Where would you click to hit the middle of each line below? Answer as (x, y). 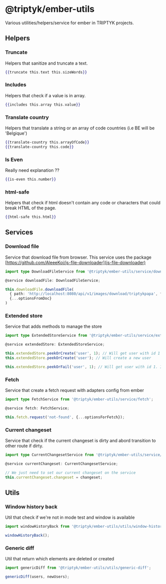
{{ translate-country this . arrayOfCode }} (47, 142)
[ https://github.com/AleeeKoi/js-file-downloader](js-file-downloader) (75, 262)
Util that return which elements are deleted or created (60, 559)
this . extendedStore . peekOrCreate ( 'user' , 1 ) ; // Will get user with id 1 (83, 353)
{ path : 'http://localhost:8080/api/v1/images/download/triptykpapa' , (84, 294)
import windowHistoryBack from (37, 527)
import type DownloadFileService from (45, 272)
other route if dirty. (24, 446)
